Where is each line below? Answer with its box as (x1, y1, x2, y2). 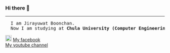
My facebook (12, 37, 40, 43)
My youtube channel (5, 42, 48, 48)
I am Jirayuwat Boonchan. (10, 20, 75, 26)
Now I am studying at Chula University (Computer (10, 25, 137, 31)
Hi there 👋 (5, 4, 30, 11)
